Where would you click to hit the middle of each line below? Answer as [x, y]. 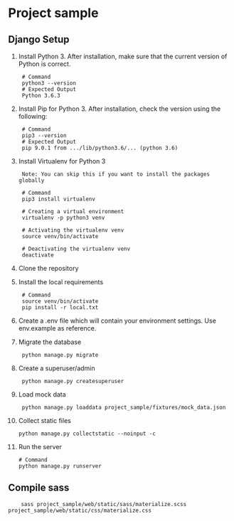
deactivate [38, 255]
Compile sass [39, 488]
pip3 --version [44, 136]
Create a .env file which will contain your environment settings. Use [117, 321]
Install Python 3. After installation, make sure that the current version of [123, 56]
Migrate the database [50, 342]
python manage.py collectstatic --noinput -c [87, 434]
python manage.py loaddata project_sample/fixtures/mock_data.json [124, 407]
